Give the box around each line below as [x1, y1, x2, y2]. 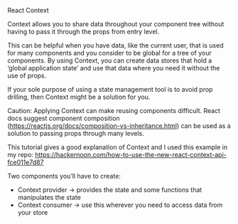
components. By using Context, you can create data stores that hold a [7, 56, 212, 65]
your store [17, 208, 48, 216]
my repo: [7, 151, 34, 159]
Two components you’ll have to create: [7, 172, 121, 180]
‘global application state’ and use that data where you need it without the [7, 64, 220, 72]
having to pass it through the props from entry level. [7, 28, 160, 36]
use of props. [7, 71, 47, 80]
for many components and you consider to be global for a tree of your [7, 49, 212, 57]
